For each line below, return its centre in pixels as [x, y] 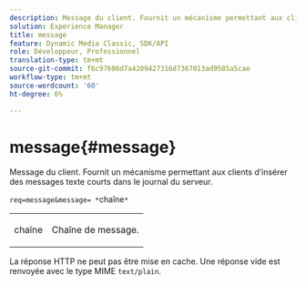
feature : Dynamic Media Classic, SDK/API [89, 43]
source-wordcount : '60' [55, 86]
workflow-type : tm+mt [51, 77]
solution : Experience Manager [67, 26]
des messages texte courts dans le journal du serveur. [111, 182]
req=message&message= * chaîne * [69, 199]
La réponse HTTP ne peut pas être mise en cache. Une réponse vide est [145, 261]
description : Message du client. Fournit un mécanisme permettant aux [146, 18]
